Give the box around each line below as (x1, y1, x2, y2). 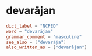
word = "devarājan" (6, 28, 54, 34)
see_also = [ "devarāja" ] (6, 39, 66, 45)
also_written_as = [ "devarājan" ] (6, 44, 87, 50)
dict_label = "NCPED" (6, 23, 59, 29)
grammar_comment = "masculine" (6, 33, 82, 40)
